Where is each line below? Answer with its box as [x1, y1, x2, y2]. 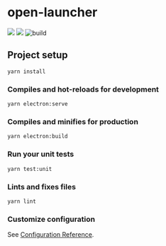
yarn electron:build [7, 133, 69, 140]
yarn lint [7, 198, 37, 205]
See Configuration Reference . [7, 230, 94, 239]
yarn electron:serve [7, 101, 69, 108]
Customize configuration [7, 214, 96, 224]
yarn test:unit [7, 165, 52, 172]
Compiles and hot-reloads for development [7, 84, 160, 94]
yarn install [7, 68, 46, 75]
